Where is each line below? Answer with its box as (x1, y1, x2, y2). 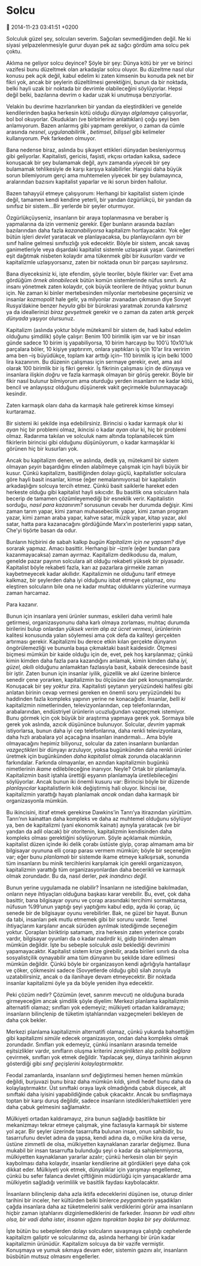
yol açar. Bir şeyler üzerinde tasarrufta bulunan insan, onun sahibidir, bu (6, 1128, 184, 1135)
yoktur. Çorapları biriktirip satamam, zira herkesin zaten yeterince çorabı (6, 928, 184, 935)
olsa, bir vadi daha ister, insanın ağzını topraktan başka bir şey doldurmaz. (6, 1216, 191, 1223)
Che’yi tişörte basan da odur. (6, 527, 78, 534)
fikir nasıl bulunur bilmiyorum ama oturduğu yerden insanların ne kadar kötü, (6, 377, 194, 384)
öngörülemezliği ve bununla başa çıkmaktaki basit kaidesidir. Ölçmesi (6, 644, 178, 651)
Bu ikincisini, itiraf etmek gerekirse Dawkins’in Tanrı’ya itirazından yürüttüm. (6, 808, 193, 815)
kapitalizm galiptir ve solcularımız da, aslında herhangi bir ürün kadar (6, 1234, 176, 1241)
